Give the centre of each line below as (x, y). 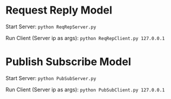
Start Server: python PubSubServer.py (51, 78)
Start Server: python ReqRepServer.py (51, 27)
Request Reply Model (59, 10)
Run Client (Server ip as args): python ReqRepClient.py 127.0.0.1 (85, 38)
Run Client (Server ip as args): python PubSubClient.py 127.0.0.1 (85, 90)
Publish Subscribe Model (68, 62)
